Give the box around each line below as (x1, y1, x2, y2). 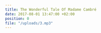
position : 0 (5, 16, 29, 21)
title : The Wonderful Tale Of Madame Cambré (5, 7, 97, 12)
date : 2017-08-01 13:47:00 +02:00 (5, 12, 75, 16)
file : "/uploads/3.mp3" (5, 20, 53, 26)
